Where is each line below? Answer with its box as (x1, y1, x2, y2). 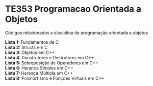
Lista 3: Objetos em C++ (5, 50, 55, 55)
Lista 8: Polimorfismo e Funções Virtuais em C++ (5, 75, 104, 81)
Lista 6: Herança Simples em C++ (5, 65, 74, 71)
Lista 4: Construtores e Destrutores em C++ (5, 54, 94, 60)
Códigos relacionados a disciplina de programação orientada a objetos (5, 30, 148, 35)
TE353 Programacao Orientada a (5, 3, 141, 15)
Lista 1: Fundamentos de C (5, 39, 59, 45)
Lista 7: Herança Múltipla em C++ (5, 70, 74, 76)
